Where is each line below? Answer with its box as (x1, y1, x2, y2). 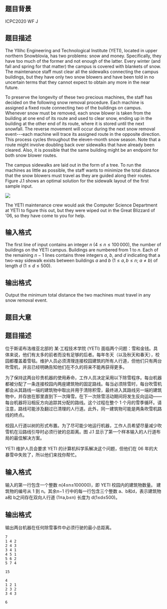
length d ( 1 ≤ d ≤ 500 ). (5, 263, 52, 269)
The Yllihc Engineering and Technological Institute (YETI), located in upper (5, 47, 158, 53)
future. (5, 84, 19, 91)
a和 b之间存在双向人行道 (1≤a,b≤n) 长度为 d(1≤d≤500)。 (5, 495, 120, 501)
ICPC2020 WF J (5, 18, 38, 24)
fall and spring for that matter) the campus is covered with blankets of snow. (5, 63, 162, 69)
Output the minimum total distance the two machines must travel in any (5, 292, 151, 298)
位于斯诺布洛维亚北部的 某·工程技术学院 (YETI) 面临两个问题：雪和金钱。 (5, 345, 154, 352)
